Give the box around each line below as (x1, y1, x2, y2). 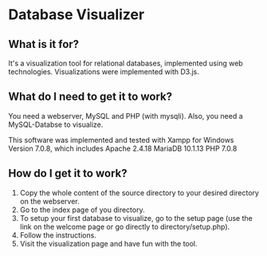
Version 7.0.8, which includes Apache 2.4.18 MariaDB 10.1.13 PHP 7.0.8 (8, 144, 238, 153)
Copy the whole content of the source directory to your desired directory (19, 187, 259, 197)
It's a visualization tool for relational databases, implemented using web (8, 58, 243, 68)
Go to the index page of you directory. (19, 205, 145, 215)
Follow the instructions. (19, 230, 97, 240)
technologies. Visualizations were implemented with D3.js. (8, 67, 199, 77)
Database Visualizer (8, 6, 145, 24)
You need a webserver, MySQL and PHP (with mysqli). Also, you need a (8, 111, 243, 120)
